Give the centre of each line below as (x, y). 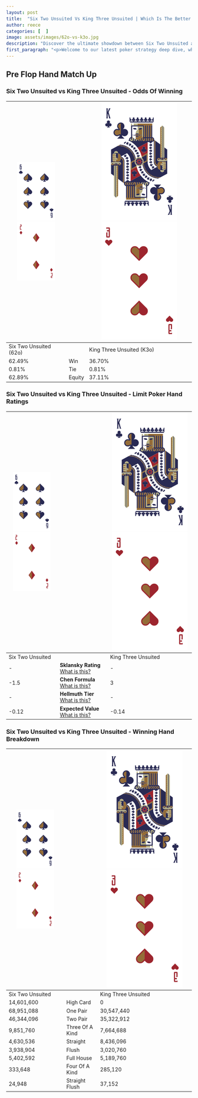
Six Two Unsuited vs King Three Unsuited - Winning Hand (90, 732)
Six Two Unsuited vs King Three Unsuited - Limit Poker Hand (94, 394)
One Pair (77, 1011)
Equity (76, 377)
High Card (79, 1002)
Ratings (17, 401)
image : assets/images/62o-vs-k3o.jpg (52, 37)
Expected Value (80, 708)
